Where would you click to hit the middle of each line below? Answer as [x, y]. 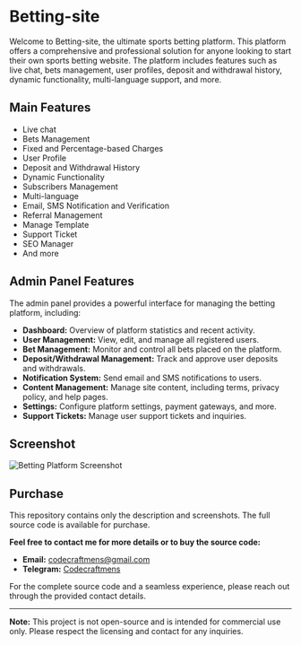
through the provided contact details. [77, 596]
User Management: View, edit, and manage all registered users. [141, 339]
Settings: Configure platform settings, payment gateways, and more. [150, 406]
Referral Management [62, 215]
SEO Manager [48, 243]
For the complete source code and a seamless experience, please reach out [150, 587]
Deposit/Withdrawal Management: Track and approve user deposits [150, 358]
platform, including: [45, 312]
